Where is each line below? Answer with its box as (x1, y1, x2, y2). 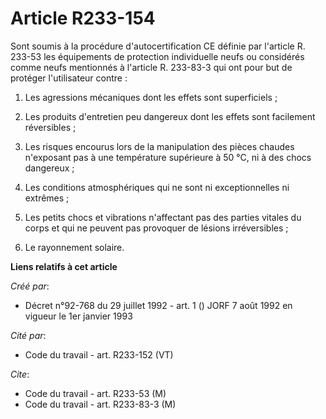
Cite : (10, 368, 30, 380)
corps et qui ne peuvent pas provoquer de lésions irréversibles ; (24, 222, 289, 234)
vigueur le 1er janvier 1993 (24, 310, 133, 322)
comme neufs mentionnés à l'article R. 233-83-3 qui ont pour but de (10, 61, 293, 73)
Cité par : (10, 329, 47, 341)
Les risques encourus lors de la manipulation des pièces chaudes (24, 140, 295, 152)
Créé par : (10, 280, 50, 292)
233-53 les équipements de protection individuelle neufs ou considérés (10, 50, 305, 62)
